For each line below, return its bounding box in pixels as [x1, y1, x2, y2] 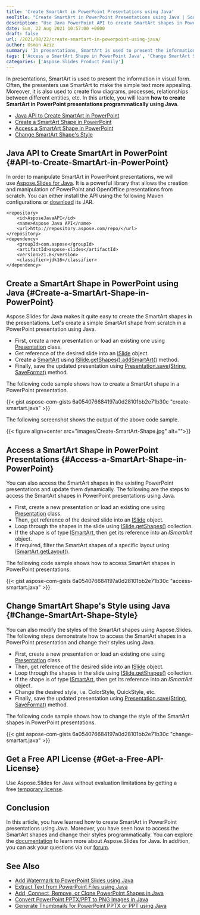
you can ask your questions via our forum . [6, 844, 110, 851]
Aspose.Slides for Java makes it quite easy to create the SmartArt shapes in [6, 313, 192, 320]
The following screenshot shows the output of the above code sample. [6, 416, 180, 423]
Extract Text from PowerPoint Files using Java [14, 883, 128, 891]
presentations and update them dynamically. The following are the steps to [6, 485, 189, 492]
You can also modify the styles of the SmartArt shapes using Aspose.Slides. [6, 626, 193, 633]
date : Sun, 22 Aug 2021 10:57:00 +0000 [6, 25, 105, 32]
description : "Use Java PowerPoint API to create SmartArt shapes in [6, 20, 183, 26]
